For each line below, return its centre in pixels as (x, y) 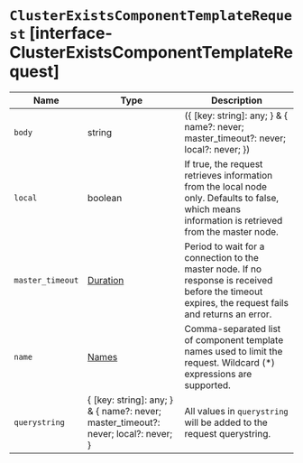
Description (237, 100)
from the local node (226, 186)
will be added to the (226, 422)
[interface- (71, 33)
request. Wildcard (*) (230, 362)
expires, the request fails (236, 302)
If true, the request (224, 163)
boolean (105, 198)
